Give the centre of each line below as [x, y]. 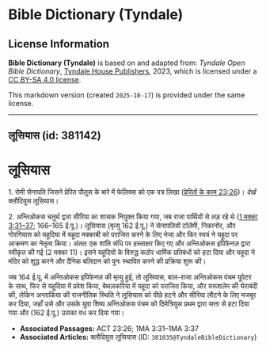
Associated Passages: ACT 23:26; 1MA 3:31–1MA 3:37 [109, 329]
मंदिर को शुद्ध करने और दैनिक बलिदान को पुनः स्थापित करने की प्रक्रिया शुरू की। [107, 261]
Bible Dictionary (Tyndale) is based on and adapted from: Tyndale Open [127, 63]
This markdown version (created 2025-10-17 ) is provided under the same [127, 95]
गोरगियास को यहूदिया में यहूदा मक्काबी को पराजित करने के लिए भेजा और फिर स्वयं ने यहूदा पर [123, 234]
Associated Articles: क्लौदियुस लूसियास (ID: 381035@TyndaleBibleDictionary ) [138, 337]
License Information [59, 44]
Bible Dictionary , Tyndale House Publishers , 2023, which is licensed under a [133, 71]
